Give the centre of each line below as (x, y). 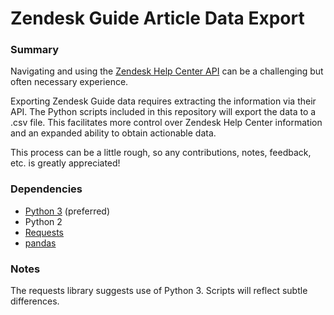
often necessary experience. (69, 82)
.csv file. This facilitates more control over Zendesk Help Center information (166, 123)
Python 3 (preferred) (67, 211)
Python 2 (43, 221)
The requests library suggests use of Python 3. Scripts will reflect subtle (159, 291)
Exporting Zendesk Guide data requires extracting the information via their (163, 101)
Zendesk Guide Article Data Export (157, 18)
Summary (35, 50)
